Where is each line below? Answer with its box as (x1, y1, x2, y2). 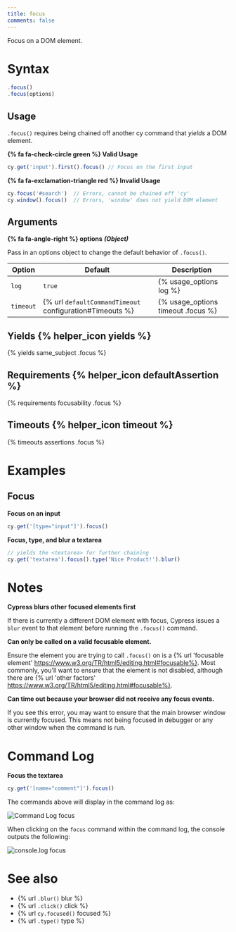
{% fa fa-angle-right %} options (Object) (7, 235, 129, 243)
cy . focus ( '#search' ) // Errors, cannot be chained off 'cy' (7, 189, 190, 197)
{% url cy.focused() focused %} (17, 909, 111, 918)
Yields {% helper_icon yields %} (7, 330, 152, 342)
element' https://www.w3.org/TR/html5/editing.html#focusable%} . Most (7, 659, 216, 667)
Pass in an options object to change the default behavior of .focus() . (7, 248, 207, 257)
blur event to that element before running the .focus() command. (7, 624, 198, 633)
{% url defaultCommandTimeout (43, 297, 141, 307)
